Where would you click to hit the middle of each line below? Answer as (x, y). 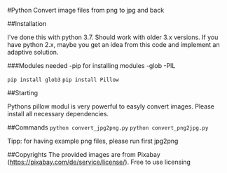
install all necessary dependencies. (58, 114)
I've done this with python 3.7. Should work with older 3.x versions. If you (113, 37)
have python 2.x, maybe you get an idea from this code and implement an (114, 44)
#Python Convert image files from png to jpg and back (86, 10)
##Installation (27, 23)
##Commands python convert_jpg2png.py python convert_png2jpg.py (108, 127)
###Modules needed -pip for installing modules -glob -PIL (91, 65)
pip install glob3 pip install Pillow (63, 80)
